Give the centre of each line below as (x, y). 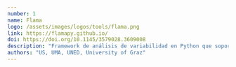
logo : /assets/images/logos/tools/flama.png (73, 27)
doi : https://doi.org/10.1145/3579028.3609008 (77, 40)
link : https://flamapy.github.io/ (58, 33)
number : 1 (22, 14)
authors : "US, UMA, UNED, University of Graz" (77, 53)
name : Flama (25, 20)
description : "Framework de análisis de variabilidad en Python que (110, 46)
